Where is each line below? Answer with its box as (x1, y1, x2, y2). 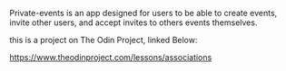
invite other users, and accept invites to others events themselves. (9, 17, 258, 28)
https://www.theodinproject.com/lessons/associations (9, 52, 212, 62)
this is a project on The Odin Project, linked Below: (9, 35, 198, 45)
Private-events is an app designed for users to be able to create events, (9, 8, 278, 18)
